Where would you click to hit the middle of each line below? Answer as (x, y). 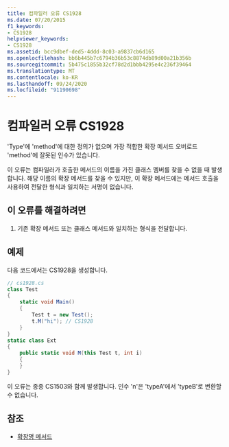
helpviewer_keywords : (38, 39)
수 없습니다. (23, 395)
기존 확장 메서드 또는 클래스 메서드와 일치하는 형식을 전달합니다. (102, 228)
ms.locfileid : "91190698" (44, 90)
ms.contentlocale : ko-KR (43, 77)
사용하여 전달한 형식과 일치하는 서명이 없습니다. (70, 187)
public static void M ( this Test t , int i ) (81, 353)
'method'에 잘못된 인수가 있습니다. (54, 155)
